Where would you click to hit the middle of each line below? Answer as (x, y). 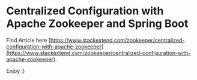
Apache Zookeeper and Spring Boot (97, 24)
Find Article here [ (29, 40)
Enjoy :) (16, 70)
